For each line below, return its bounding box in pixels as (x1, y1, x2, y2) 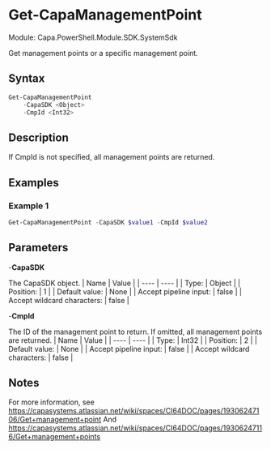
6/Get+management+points (8, 432, 101, 442)
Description (8, 130, 69, 144)
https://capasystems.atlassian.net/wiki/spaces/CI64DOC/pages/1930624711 (8, 423, 263, 433)
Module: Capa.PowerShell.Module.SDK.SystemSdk (8, 32, 178, 42)
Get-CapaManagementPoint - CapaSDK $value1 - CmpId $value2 (8, 218, 208, 226)
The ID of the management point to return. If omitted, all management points (8, 327, 263, 336)
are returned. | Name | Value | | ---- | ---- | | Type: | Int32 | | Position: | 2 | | (8, 335, 257, 345)
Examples (8, 176, 59, 190)
